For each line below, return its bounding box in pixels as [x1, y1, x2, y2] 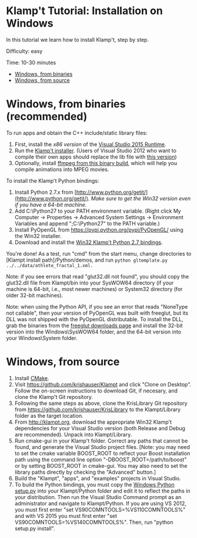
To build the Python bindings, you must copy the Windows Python [14, 481, 175, 488]
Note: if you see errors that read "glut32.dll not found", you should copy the [6, 273, 189, 280]
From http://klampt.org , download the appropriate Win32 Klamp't [14, 418, 172, 425]
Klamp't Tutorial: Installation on [6, 4, 163, 18]
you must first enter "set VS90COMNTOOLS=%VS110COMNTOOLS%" [14, 506, 186, 513]
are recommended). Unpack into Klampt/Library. [14, 431, 132, 438]
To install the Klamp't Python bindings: [6, 177, 99, 184]
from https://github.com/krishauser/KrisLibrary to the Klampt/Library [14, 405, 181, 413]
